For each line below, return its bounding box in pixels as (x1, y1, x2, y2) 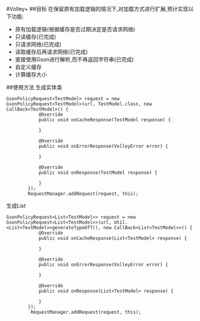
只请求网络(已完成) (14, 41, 62, 48)
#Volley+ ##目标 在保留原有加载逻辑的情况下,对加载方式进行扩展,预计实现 (6, 5, 189, 12)
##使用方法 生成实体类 (6, 84, 62, 91)
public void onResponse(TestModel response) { (38, 170, 158, 176)
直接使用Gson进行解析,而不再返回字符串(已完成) (14, 56, 134, 63)
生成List (6, 202, 26, 209)
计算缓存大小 (14, 71, 47, 78)
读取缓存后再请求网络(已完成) (14, 48, 89, 56)
